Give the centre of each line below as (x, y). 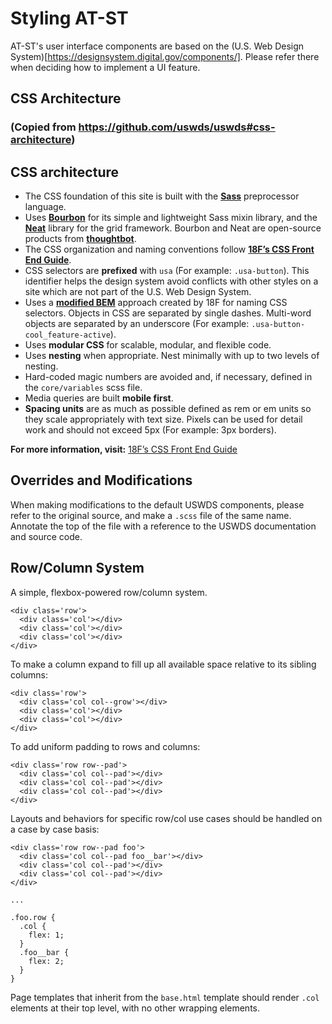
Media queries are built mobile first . (99, 398)
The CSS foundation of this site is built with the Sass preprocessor (162, 196)
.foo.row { (33, 917)
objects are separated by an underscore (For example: (137, 324)
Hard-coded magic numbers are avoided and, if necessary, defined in (168, 377)
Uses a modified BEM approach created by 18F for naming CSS (156, 303)
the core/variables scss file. (83, 388)
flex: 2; (46, 961)
